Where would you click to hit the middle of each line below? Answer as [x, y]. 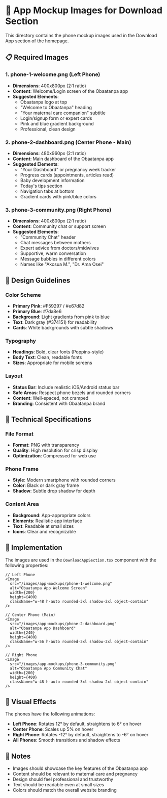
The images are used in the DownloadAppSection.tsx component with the [81, 560]
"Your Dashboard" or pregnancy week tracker [68, 169]
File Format [20, 434]
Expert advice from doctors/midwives [59, 248]
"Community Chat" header [48, 237]
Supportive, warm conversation [53, 253]
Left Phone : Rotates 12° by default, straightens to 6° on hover [77, 724]
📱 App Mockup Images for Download [84, 10]
